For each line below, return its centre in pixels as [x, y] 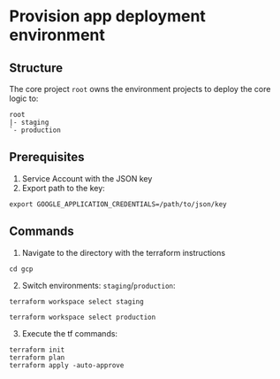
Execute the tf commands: [69, 333]
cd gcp [21, 269]
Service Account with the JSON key [87, 178]
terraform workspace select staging [76, 302]
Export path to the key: [64, 188]
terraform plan [37, 357]
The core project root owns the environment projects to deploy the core [140, 89]
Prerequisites [47, 157]
